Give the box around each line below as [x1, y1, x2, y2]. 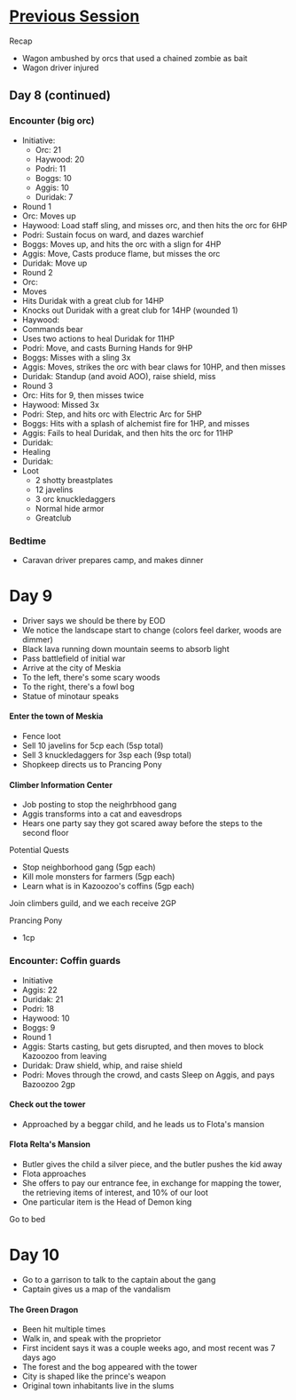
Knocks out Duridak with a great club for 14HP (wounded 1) [21, 305, 238, 315]
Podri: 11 [35, 163, 66, 174]
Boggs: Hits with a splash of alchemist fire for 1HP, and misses [21, 418, 250, 428]
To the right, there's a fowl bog [21, 681, 135, 692]
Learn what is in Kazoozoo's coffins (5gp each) [21, 881, 195, 892]
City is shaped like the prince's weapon [21, 1371, 167, 1382]
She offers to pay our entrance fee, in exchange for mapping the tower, [21, 1177, 282, 1188]
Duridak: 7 [35, 191, 74, 202]
